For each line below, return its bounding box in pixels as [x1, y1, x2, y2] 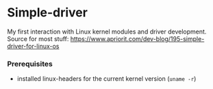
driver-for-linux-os [7, 42, 60, 50]
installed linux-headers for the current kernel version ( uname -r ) [16, 75, 197, 83]
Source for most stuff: [7, 34, 69, 42]
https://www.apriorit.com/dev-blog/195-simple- [70, 34, 205, 42]
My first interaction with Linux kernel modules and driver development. [7, 27, 207, 36]
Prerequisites [7, 59, 53, 68]
